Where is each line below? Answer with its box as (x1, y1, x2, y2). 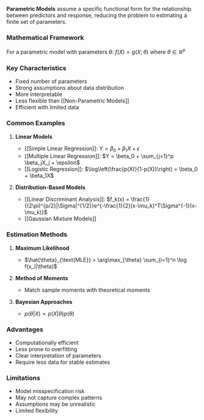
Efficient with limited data (15, 104, 79, 111)
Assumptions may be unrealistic (15, 400, 96, 408)
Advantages (6, 325, 44, 333)
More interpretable (15, 91, 63, 98)
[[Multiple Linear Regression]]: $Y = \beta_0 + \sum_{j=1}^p (24, 153, 174, 160)
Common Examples (6, 119, 65, 128)
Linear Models (15, 132, 53, 140)
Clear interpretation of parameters (15, 352, 102, 359)
